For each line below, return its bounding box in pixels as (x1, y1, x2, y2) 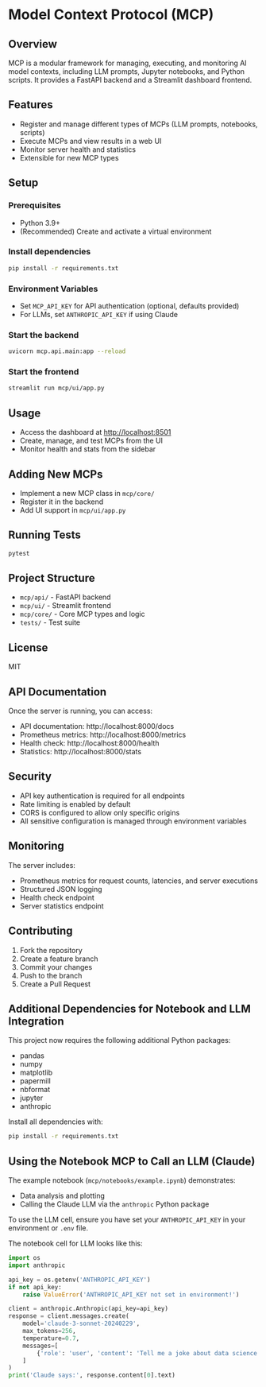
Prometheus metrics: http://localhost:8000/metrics (19, 730, 187, 740)
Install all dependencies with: (8, 1117, 103, 1126)
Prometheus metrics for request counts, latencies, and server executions (19, 876, 258, 885)
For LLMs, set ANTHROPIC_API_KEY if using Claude (19, 309, 179, 319)
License (8, 641, 48, 654)
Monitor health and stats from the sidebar (19, 444, 156, 454)
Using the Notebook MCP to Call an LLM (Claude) (8, 1154, 256, 1168)
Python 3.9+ (19, 218, 61, 227)
